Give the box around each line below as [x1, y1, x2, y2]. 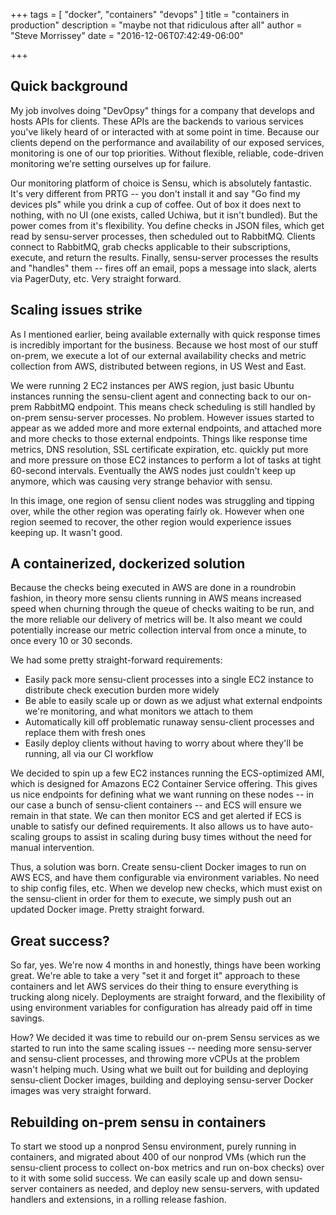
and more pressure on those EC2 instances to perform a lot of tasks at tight [10, 454, 322, 466]
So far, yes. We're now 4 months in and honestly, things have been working [10, 959, 322, 971]
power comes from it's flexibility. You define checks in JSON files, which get [10, 219, 325, 231]
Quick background [10, 78, 128, 95]
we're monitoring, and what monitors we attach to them [24, 705, 254, 718]
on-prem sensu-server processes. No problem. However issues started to [10, 411, 315, 423]
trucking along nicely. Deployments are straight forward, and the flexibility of [10, 991, 326, 1003]
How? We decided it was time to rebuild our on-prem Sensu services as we [10, 1032, 320, 1044]
